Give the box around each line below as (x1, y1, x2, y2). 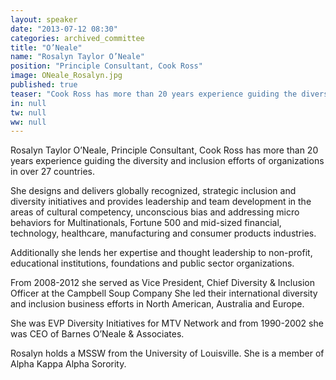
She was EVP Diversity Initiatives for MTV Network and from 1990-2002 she (10, 317, 324, 330)
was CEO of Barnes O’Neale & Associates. (10, 328, 185, 340)
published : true (10, 80, 78, 90)
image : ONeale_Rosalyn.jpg (10, 71, 123, 81)
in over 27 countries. (10, 166, 95, 178)
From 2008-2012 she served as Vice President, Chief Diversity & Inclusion (10, 277, 315, 289)
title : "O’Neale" (10, 42, 83, 53)
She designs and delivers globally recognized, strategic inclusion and (10, 185, 297, 197)
